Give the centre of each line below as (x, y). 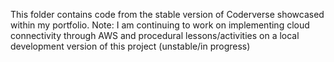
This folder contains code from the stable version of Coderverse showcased (167, 14)
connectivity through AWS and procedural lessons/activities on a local (155, 35)
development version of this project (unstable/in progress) (130, 46)
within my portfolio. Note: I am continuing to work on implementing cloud (160, 25)
